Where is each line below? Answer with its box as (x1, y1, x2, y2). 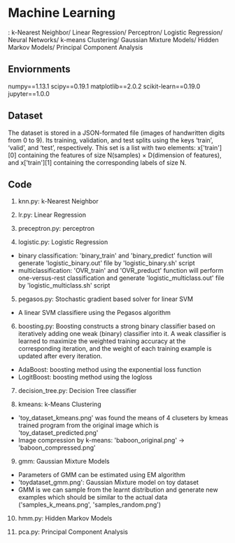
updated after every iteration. (17, 352, 103, 361)
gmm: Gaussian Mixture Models (17, 457, 111, 466)
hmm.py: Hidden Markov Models (17, 514, 113, 523)
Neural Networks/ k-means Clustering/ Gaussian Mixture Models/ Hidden (8, 35, 219, 43)
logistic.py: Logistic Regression (17, 238, 108, 246)
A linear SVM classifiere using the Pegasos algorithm (17, 309, 171, 317)
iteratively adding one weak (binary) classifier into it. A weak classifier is (17, 330, 227, 338)
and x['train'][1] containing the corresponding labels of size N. (8, 158, 187, 166)
